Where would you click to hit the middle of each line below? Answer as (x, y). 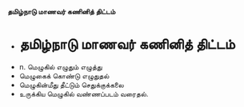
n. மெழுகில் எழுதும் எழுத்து (60, 66)
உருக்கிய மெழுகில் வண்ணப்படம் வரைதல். (84, 93)
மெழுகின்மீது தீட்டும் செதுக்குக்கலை (72, 85)
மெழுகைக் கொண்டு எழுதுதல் (64, 76)
